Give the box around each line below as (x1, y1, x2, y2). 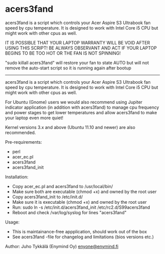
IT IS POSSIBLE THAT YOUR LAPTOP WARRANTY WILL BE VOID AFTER (5, 39, 150, 45)
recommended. (5, 129, 36, 135)
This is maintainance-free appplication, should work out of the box (12, 228, 147, 234)
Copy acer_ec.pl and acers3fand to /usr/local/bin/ (12, 183, 113, 189)
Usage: (5, 219, 20, 225)
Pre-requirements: (5, 139, 42, 145)
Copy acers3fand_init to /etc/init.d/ (12, 193, 83, 200)
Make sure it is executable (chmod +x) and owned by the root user (12, 199, 147, 205)
